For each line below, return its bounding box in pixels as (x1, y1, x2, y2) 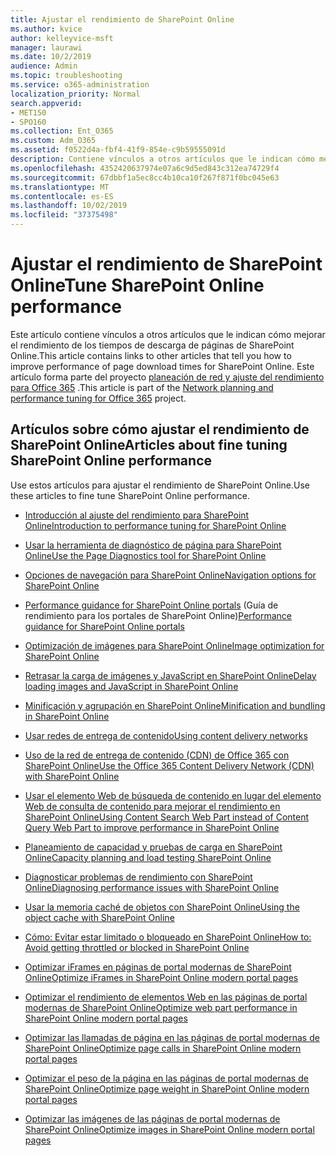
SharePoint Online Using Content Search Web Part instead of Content (24, 811, 310, 823)
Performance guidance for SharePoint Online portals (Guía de (24, 599, 279, 611)
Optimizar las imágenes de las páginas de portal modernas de (24, 1112, 281, 1125)
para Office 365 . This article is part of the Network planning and (10, 381, 274, 393)
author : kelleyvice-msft (10, 33, 114, 43)
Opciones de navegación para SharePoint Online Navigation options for (24, 569, 317, 581)
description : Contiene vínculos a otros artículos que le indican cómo (10, 154, 315, 164)
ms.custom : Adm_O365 (10, 136, 97, 146)
